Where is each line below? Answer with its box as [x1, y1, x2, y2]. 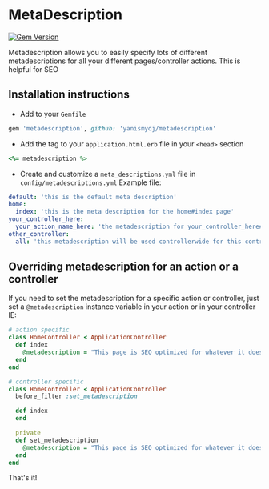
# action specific [8, 326, 70, 334]
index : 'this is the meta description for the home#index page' [15, 208, 235, 216]
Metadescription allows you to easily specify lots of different [8, 47, 208, 57]
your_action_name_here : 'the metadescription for [15, 222, 184, 230]
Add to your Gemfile [19, 109, 86, 118]
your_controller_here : [8, 215, 84, 223]
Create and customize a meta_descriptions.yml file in [19, 169, 196, 178]
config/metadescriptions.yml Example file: [19, 178, 162, 187]
